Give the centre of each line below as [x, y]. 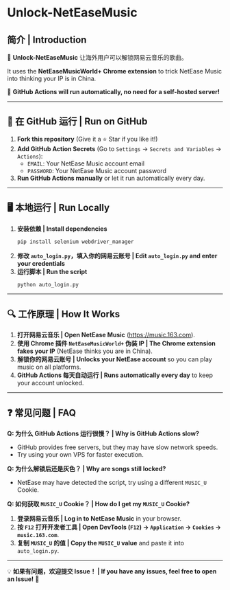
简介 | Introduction [47, 39]
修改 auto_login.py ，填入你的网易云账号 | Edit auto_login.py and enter [117, 256]
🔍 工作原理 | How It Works [64, 314]
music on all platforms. [49, 367]
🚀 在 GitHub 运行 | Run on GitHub [77, 122]
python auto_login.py [48, 284]
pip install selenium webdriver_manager [75, 242]
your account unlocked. [50, 383]
